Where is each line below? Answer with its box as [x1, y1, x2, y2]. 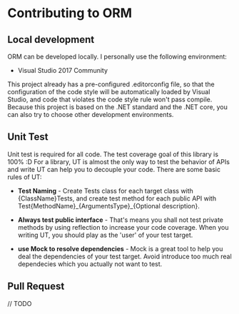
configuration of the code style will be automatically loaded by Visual [7, 88, 210, 96]
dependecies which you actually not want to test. [17, 259, 163, 268]
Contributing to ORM [7, 5, 133, 21]
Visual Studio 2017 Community [17, 66, 108, 74]
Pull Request [7, 280, 65, 293]
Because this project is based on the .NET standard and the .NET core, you [7, 103, 228, 111]
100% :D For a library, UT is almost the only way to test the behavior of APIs [7, 157, 230, 166]
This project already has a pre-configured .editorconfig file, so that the [7, 80, 215, 88]
